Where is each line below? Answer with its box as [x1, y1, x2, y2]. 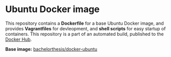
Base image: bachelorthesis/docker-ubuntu [5, 46, 97, 52]
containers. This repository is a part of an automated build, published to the [5, 31, 164, 37]
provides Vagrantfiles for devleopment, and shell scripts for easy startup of [5, 25, 166, 31]
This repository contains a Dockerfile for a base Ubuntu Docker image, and [5, 20, 164, 26]
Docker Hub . [5, 36, 32, 42]
